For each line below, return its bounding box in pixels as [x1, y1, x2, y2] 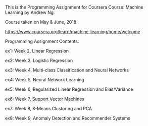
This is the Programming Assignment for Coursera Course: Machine [5, 4, 144, 10]
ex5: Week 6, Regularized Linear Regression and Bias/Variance [5, 86, 133, 92]
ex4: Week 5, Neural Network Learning [5, 77, 85, 82]
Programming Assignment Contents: [5, 38, 79, 44]
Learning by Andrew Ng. [5, 9, 55, 15]
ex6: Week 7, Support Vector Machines [5, 96, 85, 102]
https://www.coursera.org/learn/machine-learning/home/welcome [5, 29, 140, 34]
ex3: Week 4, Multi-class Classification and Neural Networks [5, 67, 129, 73]
